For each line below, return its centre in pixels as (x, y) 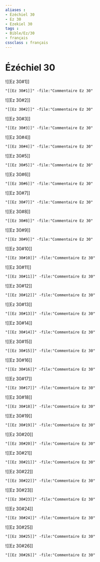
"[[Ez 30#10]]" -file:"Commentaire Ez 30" (50, 258)
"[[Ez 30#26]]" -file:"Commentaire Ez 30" (50, 555)
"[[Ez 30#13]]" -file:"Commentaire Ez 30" (50, 313)
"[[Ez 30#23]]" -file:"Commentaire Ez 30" (50, 499)
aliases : (16, 10)
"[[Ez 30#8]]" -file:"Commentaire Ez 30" (49, 221)
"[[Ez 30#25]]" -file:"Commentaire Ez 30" (50, 536)
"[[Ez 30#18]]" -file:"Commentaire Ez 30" (50, 406)
